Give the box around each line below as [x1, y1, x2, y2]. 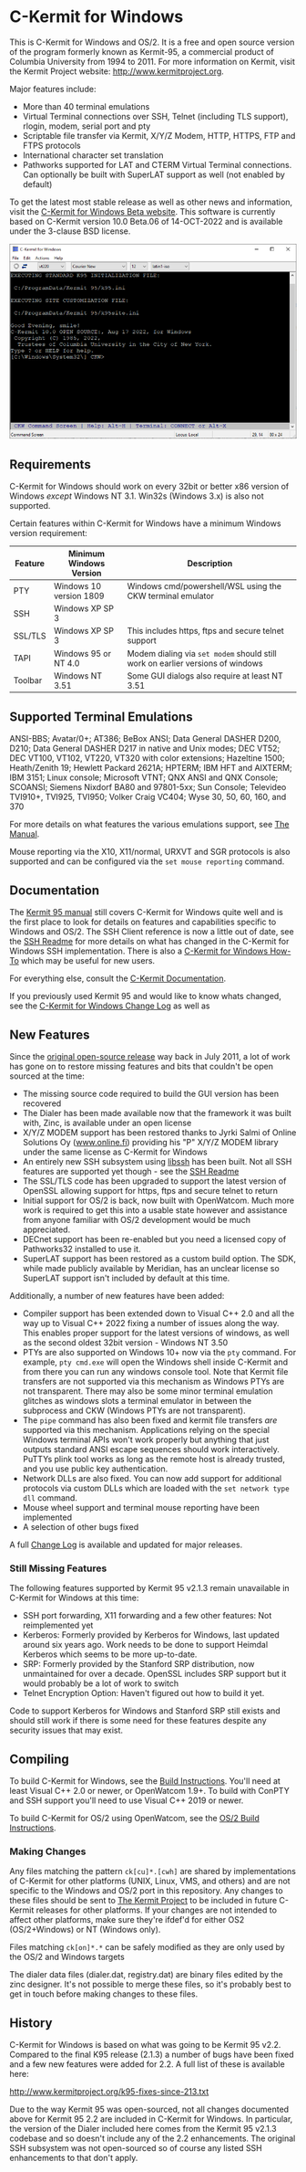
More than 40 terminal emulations [22, 100, 150, 111]
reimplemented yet [22, 1619, 94, 1631]
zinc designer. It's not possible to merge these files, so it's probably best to [9, 1979, 291, 1990]
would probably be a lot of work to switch [22, 1678, 179, 1689]
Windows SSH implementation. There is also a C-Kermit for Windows [9, 945, 269, 956]
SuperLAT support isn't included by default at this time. [22, 1272, 230, 1283]
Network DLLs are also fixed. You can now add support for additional [22, 1472, 282, 1483]
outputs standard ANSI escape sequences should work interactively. [22, 1443, 280, 1454]
